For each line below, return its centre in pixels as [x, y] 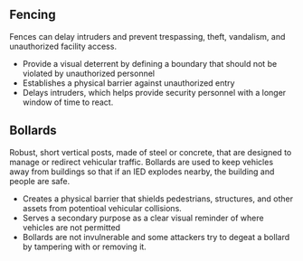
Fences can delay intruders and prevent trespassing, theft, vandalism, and [147, 36]
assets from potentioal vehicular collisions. [102, 208]
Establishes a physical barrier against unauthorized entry [128, 83]
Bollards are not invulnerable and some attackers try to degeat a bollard [156, 237]
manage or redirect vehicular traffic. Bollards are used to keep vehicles [142, 162]
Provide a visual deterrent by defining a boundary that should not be [150, 63]
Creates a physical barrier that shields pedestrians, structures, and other [158, 199]
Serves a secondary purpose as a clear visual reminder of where [143, 218]
